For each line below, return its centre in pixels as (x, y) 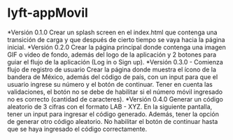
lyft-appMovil (48, 13)
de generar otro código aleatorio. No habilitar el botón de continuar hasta (113, 121)
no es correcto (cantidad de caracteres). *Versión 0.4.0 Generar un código (115, 99)
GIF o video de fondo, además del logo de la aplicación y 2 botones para (112, 55)
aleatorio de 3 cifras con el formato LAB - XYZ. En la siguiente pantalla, (110, 106)
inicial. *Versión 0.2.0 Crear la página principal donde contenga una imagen (116, 47)
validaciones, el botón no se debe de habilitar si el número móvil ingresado (115, 92)
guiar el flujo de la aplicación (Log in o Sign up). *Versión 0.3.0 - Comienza (115, 62)
